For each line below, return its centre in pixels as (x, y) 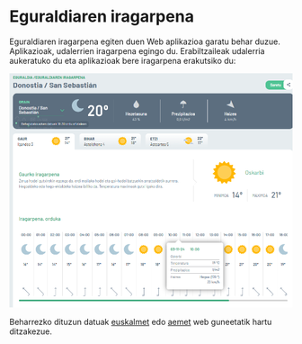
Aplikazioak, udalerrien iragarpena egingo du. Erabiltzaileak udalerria (137, 50)
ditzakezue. (31, 331)
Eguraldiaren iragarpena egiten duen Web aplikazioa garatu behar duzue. (145, 41)
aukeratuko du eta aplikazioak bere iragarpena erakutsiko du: (123, 60)
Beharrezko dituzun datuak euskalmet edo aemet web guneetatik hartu (141, 322)
